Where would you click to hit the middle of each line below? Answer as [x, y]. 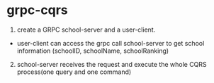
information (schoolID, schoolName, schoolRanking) [93, 51]
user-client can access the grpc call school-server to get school [111, 43]
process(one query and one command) [74, 72]
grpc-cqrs [37, 10]
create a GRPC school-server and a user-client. [86, 30]
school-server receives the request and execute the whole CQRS [112, 64]
